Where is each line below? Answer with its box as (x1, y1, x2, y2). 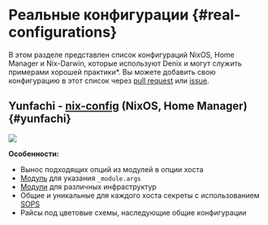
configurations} (8, 23, 118, 41)
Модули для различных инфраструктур (19, 181, 157, 192)
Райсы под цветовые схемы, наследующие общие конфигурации (19, 207, 247, 217)
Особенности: (8, 149, 59, 158)
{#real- (192, 6, 241, 24)
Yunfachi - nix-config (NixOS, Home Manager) (8, 99, 248, 113)
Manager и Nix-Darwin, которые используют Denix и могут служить (8, 58, 242, 68)
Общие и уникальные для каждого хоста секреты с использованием (19, 190, 260, 200)
